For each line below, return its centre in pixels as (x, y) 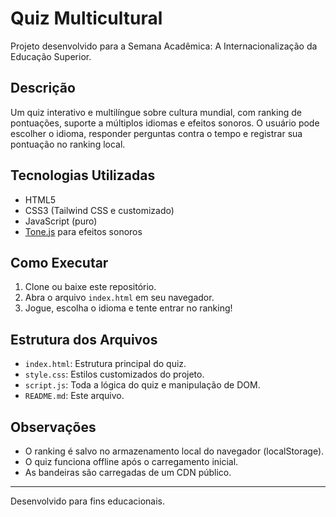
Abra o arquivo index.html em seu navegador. (119, 298)
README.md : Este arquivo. (74, 396)
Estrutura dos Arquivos (84, 339)
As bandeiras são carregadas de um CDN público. (128, 472)
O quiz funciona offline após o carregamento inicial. (131, 461)
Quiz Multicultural (86, 18)
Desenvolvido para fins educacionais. (88, 501)
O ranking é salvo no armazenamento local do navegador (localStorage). (174, 451)
